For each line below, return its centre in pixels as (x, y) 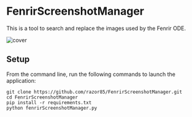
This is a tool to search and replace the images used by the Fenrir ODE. (96, 28)
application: (21, 80)
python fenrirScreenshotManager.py (52, 108)
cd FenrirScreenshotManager (42, 97)
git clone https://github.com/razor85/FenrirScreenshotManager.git (94, 92)
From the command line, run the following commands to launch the (91, 74)
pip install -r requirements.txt (49, 102)
